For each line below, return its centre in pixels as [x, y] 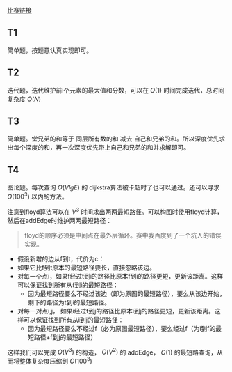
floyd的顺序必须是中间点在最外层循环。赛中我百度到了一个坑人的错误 [123, 235]
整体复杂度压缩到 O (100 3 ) [56, 361]
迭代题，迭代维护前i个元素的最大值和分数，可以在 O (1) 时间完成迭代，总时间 [116, 90]
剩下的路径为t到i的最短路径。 [69, 302]
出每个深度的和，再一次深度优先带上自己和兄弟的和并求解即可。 [98, 148]
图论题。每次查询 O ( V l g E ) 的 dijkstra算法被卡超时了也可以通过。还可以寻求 [114, 187]
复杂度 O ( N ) [24, 99]
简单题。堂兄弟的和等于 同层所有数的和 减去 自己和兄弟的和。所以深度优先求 [116, 139]
